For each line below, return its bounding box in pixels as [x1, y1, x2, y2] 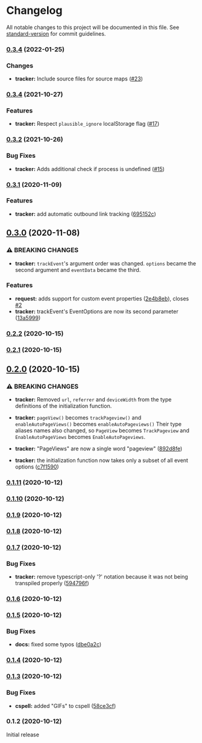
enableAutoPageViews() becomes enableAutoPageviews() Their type [14, 421, 182, 428]
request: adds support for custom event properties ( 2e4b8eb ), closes [14, 294, 189, 302]
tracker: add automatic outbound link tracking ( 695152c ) [14, 210, 157, 218]
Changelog [6, 4, 63, 18]
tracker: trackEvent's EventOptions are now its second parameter [14, 308, 179, 315]
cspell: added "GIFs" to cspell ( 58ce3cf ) [14, 702, 116, 709]
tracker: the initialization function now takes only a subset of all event [14, 457, 189, 464]
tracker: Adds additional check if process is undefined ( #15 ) [14, 165, 165, 172]
